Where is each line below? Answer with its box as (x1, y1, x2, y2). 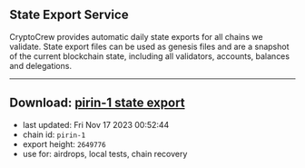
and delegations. (9, 60, 73, 71)
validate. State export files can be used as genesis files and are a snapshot (9, 41, 290, 52)
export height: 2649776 (22, 138, 106, 149)
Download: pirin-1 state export (9, 95, 185, 111)
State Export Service (9, 7, 129, 23)
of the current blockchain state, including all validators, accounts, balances (9, 50, 290, 62)
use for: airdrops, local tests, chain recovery (22, 148, 188, 159)
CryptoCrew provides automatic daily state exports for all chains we (9, 31, 263, 42)
